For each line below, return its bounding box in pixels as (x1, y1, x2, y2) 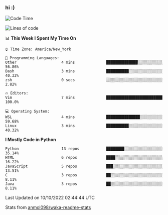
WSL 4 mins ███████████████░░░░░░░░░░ (5, 115, 163, 120)
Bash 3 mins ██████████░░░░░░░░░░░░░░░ (5, 69, 163, 74)
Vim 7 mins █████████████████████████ (5, 95, 163, 100)
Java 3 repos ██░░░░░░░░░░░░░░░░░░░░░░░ (5, 181, 163, 187)
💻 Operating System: (5, 109, 50, 114)
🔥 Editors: (5, 91, 29, 96)
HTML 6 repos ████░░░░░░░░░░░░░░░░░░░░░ (5, 155, 163, 160)
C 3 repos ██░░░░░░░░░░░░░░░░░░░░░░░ (5, 173, 163, 178)
